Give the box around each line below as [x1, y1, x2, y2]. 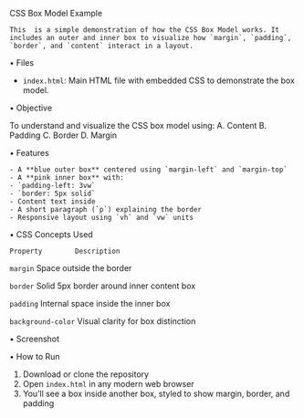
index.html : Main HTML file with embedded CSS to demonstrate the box [22, 75, 295, 86]
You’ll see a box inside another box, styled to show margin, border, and [22, 388, 290, 399]
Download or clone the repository [22, 369, 149, 380]
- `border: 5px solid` [9, 189, 96, 198]
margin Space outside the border [9, 263, 132, 273]
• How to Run [9, 351, 61, 361]
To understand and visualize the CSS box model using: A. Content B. [9, 120, 267, 131]
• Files [9, 57, 35, 68]
